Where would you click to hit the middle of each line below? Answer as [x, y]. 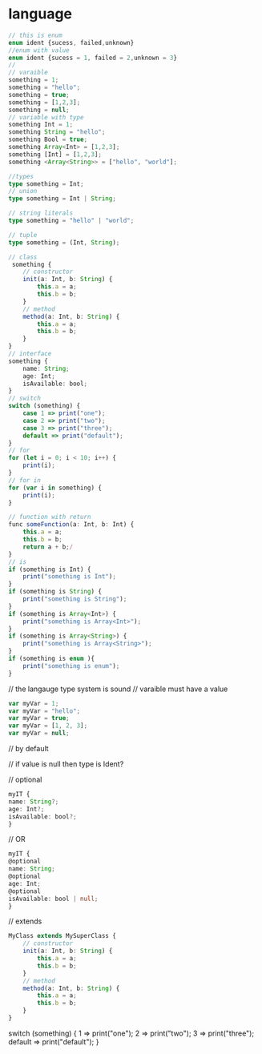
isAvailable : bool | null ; [53, 899]
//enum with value [39, 50]
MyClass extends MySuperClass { [62, 936]
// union [23, 191]
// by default [29, 749]
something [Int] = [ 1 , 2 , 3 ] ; [55, 154]
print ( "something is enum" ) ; [71, 666]
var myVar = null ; [39, 734]
